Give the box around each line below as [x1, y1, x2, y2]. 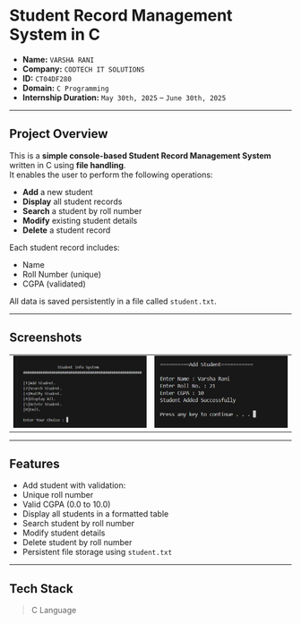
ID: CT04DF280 [21, 73, 72, 83]
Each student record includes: [9, 242, 120, 252]
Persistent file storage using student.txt [21, 547, 173, 558]
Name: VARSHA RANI [21, 54, 95, 64]
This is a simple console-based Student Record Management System [9, 150, 271, 161]
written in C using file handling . [9, 159, 126, 170]
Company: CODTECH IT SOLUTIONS [21, 64, 145, 74]
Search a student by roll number [21, 205, 142, 216]
